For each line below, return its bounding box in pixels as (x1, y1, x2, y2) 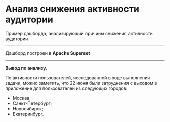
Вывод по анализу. (5, 65, 47, 71)
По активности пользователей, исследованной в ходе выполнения (5, 74, 150, 81)
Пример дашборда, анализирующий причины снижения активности (5, 30, 153, 36)
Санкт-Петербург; (12, 100, 52, 106)
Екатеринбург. (12, 111, 44, 117)
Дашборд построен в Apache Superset (5, 50, 90, 56)
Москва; (12, 95, 31, 101)
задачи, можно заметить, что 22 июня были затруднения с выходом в (5, 80, 157, 86)
